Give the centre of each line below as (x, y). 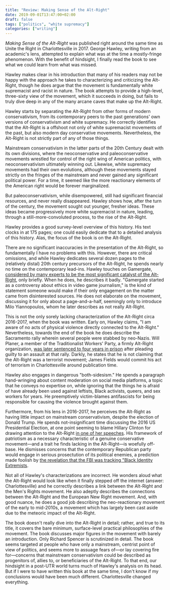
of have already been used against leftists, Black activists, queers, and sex (83, 391)
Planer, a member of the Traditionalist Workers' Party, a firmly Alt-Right (79, 344)
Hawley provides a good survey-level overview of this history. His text (78, 227)
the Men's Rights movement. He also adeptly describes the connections (80, 492)
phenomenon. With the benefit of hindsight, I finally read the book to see (81, 59)
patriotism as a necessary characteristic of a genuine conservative (75, 438)
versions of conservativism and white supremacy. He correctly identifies (81, 122)
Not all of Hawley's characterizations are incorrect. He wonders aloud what (83, 475)
